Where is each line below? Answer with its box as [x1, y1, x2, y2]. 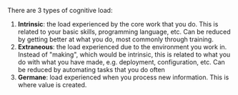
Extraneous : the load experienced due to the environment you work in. [17, 43, 227, 51]
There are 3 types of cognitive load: [7, 6, 113, 14]
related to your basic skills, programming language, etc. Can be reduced [17, 28, 231, 36]
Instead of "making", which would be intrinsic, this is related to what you [17, 50, 231, 59]
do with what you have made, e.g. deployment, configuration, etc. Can [17, 58, 225, 66]
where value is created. [17, 81, 87, 89]
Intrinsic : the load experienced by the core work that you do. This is [17, 20, 219, 28]
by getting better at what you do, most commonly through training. [17, 35, 214, 44]
